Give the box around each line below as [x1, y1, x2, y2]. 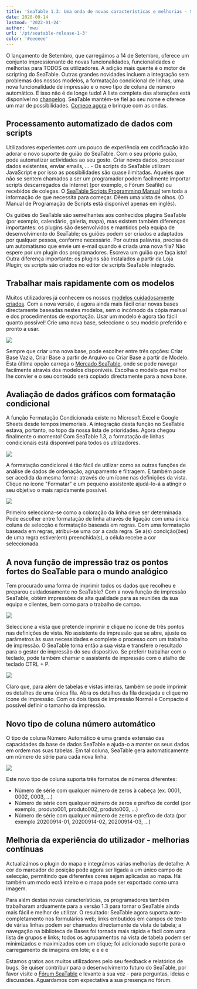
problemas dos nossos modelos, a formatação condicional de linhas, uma [6, 77, 184, 84]
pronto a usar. [6, 325, 40, 332]
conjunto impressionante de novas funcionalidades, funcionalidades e [6, 58, 175, 65]
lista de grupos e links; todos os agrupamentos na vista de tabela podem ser [6, 934, 191, 941]
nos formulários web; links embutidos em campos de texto [45, 915, 187, 922]
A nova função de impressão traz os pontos [6, 557, 168, 567]
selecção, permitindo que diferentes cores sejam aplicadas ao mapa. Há [6, 872, 181, 879]
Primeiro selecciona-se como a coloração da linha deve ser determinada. [6, 509, 183, 516]
